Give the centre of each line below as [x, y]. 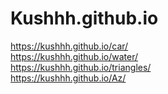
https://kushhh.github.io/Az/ [68, 78]
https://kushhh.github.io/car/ [69, 46]
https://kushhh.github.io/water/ [74, 56]
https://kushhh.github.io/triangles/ [81, 67]
